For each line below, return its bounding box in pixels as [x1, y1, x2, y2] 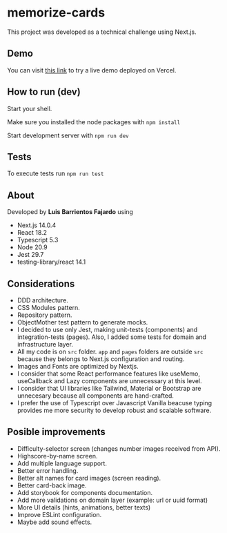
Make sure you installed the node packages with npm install [7, 117, 181, 126]
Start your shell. [7, 104, 52, 113]
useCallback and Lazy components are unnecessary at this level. [17, 377, 202, 385]
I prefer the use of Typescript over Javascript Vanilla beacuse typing [17, 399, 213, 407]
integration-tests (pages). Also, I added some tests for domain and [17, 333, 207, 341]
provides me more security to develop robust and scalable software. [17, 406, 212, 414]
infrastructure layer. [17, 340, 74, 348]
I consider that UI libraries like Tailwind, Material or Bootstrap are [17, 385, 201, 392]
